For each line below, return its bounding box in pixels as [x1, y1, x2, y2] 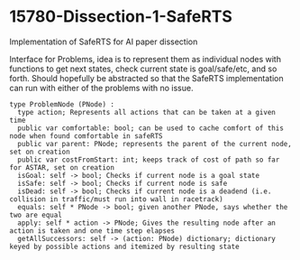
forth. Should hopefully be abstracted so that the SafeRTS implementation [9, 72, 284, 83]
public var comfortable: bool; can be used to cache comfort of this [17, 124, 284, 133]
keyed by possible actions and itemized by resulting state [9, 242, 241, 251]
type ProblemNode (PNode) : [9, 99, 115, 109]
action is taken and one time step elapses [9, 226, 176, 236]
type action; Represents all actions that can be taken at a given [17, 107, 277, 116]
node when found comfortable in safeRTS [9, 131, 164, 141]
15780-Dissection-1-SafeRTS [9, 6, 232, 27]
